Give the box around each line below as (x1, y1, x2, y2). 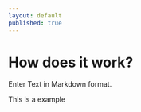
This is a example (8, 95, 66, 104)
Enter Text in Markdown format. (8, 79, 112, 89)
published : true (8, 19, 62, 27)
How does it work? (8, 53, 134, 71)
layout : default (8, 11, 62, 20)
